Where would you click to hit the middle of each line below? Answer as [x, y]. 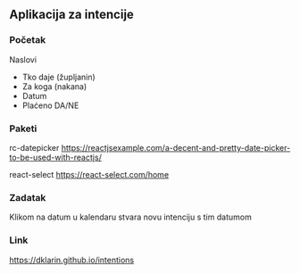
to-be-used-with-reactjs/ [56, 157]
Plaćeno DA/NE [50, 105]
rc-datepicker [34, 147]
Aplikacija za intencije [71, 15]
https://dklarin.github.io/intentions [72, 260]
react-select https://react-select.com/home [89, 174]
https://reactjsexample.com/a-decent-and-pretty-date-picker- [176, 147]
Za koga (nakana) [54, 86]
